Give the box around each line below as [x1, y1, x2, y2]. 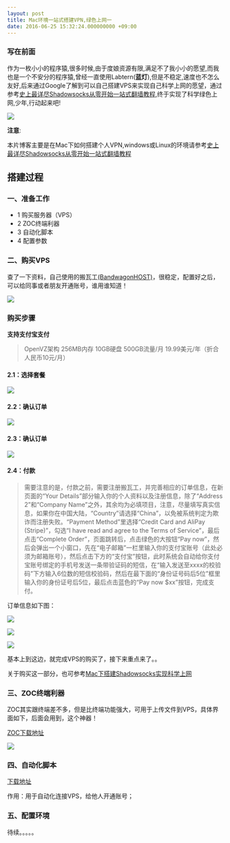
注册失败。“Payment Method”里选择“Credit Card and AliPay [36, 517, 205, 526]
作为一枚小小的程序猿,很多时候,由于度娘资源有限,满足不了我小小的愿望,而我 [7, 63, 220, 72]
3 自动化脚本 [17, 228, 54, 237]
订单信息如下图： [7, 601, 56, 609]
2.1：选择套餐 [7, 370, 46, 379]
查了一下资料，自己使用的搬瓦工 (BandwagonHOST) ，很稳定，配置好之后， [7, 272, 219, 281]
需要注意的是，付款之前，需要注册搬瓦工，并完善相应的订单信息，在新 [23, 483, 224, 491]
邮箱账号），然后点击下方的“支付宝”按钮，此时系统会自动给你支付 [36, 552, 220, 560]
